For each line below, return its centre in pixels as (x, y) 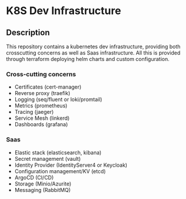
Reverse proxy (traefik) (42, 93)
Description (28, 33)
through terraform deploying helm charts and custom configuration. (88, 59)
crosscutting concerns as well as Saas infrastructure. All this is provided (93, 53)
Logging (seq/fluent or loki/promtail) (58, 99)
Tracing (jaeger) (34, 112)
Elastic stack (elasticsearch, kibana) (58, 152)
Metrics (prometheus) (41, 106)
